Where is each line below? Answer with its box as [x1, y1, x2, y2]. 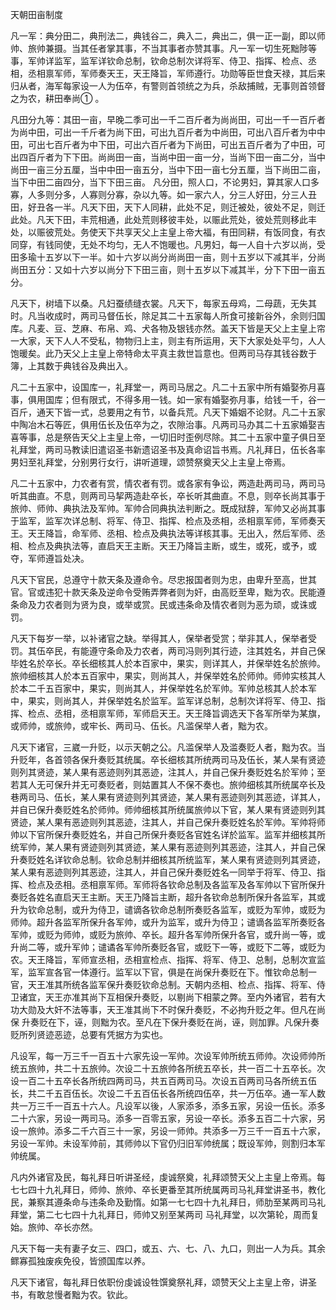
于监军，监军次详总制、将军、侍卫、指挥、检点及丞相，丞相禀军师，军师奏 [10, 515, 317, 527]
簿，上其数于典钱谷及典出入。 [10, 360, 133, 372]
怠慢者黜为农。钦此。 [44, 1289, 133, 1300]
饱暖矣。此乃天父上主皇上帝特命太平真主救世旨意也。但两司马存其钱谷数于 [10, 348, 317, 359]
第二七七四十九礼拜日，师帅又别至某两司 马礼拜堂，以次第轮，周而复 [36, 1209, 320, 1220]
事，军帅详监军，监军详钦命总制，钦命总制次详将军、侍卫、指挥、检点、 [10, 55, 308, 67]
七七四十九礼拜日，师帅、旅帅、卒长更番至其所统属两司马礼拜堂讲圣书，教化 [10, 1184, 326, 1195]
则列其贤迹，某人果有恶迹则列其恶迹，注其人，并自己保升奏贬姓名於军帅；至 [10, 766, 326, 778]
